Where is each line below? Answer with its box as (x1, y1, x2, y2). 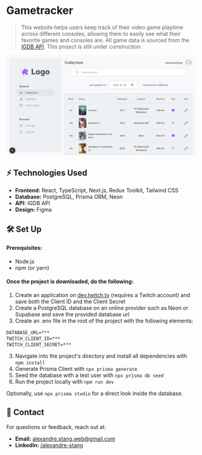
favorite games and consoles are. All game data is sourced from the (21, 36, 190, 44)
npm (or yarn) (14, 264, 49, 271)
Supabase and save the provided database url (14, 310, 130, 318)
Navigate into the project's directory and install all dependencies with (14, 352, 188, 359)
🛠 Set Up (6, 224, 42, 235)
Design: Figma (14, 206, 52, 214)
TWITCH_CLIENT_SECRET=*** (6, 341, 71, 348)
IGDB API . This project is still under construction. (21, 43, 142, 50)
